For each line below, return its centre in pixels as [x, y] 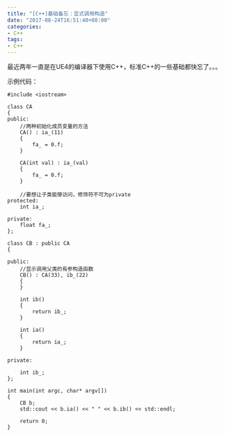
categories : [24, 26]
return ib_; [50, 312]
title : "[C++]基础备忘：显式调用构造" [58, 14]
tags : [15, 40]
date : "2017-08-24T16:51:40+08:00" [59, 20]
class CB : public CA [39, 244]
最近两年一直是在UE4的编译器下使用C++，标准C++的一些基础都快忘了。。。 [114, 66]
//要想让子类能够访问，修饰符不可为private [75, 195]
